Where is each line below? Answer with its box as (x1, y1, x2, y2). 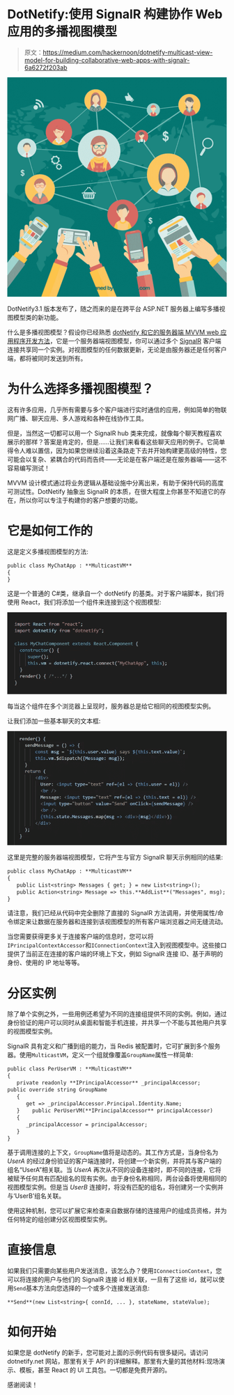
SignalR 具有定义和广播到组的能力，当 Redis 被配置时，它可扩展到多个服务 (7, 1042, 221, 1050)
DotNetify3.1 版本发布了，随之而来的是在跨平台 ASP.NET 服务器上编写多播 (7, 304, 219, 313)
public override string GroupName (7, 1086, 108, 1093)
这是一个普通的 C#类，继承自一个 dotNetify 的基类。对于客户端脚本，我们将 (7, 589, 225, 598)
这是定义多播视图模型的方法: (7, 547, 89, 556)
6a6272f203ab (24, 63, 68, 72)
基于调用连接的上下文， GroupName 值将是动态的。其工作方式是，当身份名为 (7, 1148, 219, 1157)
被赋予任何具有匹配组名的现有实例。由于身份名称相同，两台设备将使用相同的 (7, 1174, 227, 1183)
